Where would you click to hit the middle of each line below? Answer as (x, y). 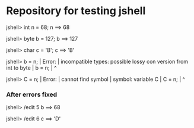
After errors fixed (32, 94)
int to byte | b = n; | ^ (31, 68)
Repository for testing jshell (76, 11)
